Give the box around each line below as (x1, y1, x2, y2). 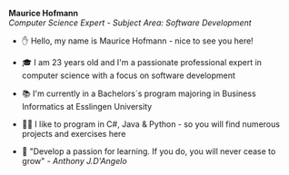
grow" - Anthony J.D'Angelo (21, 156, 128, 166)
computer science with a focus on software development (21, 70, 235, 81)
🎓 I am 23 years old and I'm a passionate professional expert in (21, 57, 263, 67)
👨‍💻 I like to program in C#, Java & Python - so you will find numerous (21, 119, 281, 130)
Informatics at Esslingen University (21, 102, 153, 112)
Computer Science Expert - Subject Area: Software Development (8, 17, 252, 28)
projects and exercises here (21, 129, 126, 139)
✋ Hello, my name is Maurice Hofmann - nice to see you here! (21, 35, 254, 46)
